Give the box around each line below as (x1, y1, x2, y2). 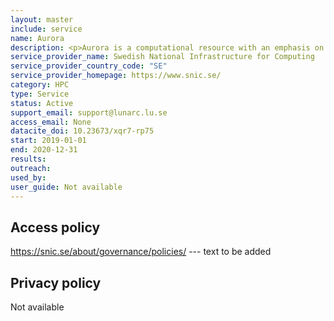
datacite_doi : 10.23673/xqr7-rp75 (10, 126, 155, 136)
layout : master (10, 14, 74, 25)
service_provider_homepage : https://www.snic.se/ (10, 71, 222, 81)
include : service (10, 24, 83, 34)
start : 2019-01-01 (10, 136, 87, 146)
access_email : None (10, 117, 92, 127)
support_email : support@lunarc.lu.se (10, 107, 168, 118)
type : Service (10, 89, 70, 99)
